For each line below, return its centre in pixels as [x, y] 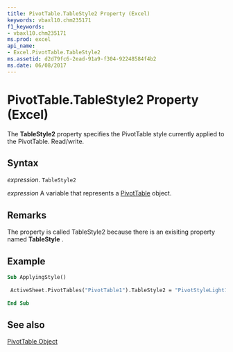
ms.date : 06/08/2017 [37, 65]
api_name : [21, 46]
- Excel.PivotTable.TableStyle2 [54, 53]
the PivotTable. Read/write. [46, 141]
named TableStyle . [35, 239]
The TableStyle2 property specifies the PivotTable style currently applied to [116, 134]
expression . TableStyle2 [42, 180]
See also [26, 325]
